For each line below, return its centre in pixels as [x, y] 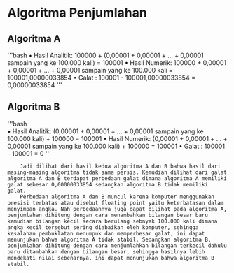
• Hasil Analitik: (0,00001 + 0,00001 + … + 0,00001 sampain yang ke [106, 131]
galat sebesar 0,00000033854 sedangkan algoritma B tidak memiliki [108, 184]
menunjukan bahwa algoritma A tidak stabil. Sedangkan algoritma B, [109, 239]
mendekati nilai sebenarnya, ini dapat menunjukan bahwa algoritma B [111, 258]
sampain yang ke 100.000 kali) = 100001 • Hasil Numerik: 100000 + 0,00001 [117, 63]
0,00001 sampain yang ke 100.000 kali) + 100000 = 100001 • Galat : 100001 [116, 146]
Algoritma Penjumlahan [77, 13]
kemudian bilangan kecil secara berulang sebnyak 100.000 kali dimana [112, 221]
